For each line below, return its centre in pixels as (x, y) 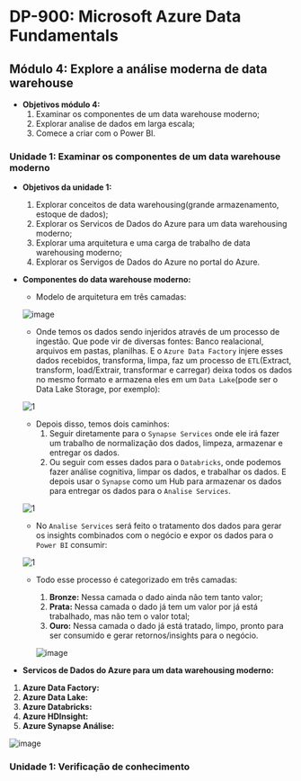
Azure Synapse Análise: (68, 726)
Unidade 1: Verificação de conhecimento (100, 767)
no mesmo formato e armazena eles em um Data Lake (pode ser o (157, 380)
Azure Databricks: (57, 707)
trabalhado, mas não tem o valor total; (120, 616)
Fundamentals (64, 36)
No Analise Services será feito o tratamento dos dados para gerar (159, 526)
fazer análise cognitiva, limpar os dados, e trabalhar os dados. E (168, 472)
